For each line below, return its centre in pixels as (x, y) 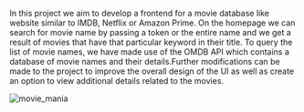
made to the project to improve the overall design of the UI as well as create (152, 71)
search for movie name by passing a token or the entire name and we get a (151, 32)
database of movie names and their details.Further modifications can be (145, 61)
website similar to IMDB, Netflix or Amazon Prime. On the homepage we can (152, 23)
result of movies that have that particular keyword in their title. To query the (151, 42)
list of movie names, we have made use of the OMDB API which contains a (150, 52)
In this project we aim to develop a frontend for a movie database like (139, 13)
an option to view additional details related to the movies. (117, 81)
